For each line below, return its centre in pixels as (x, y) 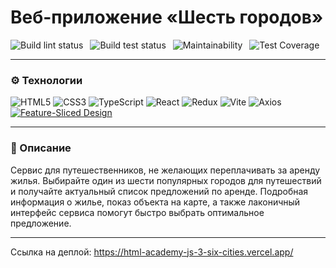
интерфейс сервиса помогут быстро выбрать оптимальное (137, 212)
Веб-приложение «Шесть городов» (167, 17)
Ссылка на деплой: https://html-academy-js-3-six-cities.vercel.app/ (152, 252)
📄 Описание (41, 148)
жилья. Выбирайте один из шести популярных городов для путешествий (166, 180)
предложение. (41, 223)
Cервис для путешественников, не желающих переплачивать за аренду (165, 170)
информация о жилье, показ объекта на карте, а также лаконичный (155, 202)
